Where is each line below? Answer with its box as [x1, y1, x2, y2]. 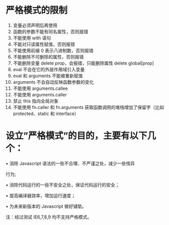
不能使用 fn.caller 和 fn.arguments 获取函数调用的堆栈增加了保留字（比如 [13, 104, 164, 110]
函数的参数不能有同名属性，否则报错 [13, 28, 89, 34]
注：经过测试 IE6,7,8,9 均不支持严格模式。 [6, 214, 92, 220]
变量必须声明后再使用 [13, 22, 57, 28]
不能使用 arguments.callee [13, 85, 68, 91]
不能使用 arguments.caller [13, 91, 67, 97]
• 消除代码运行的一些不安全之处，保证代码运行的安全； [6, 182, 120, 188]
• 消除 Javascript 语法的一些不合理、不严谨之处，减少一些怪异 [6, 160, 135, 166]
